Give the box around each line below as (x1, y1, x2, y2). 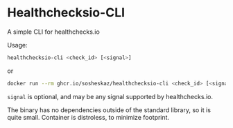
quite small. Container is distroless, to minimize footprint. (7, 113, 170, 121)
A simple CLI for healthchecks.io (7, 28, 101, 36)
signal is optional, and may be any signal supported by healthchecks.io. (7, 92, 214, 100)
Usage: (7, 41, 28, 49)
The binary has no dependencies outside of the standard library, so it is (7, 105, 212, 114)
